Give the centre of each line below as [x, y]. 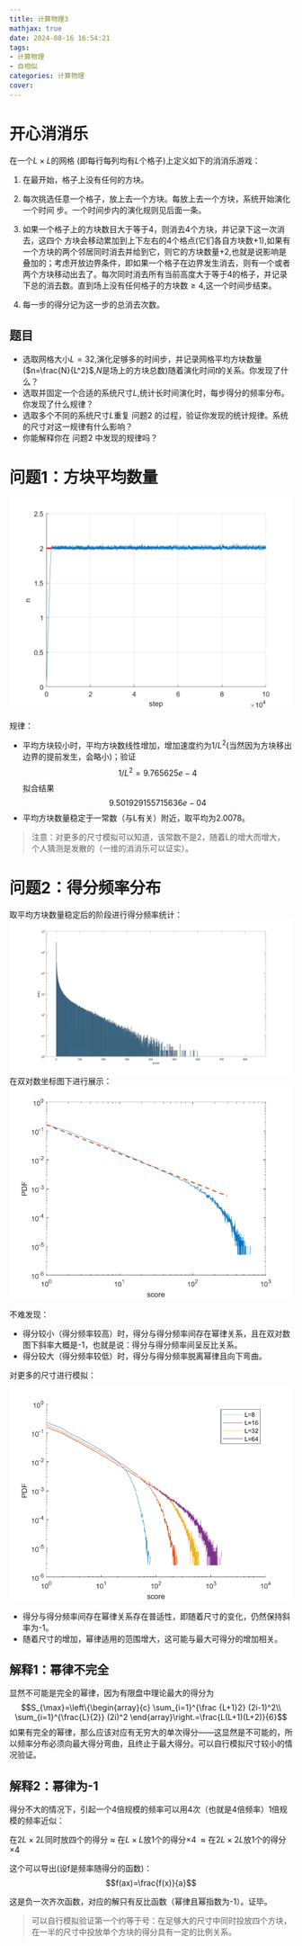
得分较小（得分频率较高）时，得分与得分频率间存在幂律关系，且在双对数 [156, 1333]
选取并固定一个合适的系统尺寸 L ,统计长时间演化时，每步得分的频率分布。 [155, 392]
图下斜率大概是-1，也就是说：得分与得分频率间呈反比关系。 [132, 1344]
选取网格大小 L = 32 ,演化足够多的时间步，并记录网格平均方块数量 [142, 359]
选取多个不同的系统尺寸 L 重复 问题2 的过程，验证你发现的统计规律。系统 [155, 415]
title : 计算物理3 [39, 19]
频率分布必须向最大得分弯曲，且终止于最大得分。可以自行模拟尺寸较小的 [151, 1744]
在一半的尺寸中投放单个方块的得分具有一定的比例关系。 [133, 1932]
